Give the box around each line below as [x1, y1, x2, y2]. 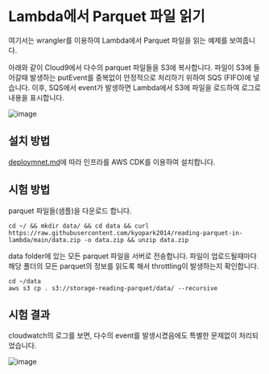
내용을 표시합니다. [8, 92, 65, 102]
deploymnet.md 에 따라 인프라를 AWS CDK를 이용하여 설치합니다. [8, 157, 216, 166]
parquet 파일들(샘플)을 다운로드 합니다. [8, 206, 132, 216]
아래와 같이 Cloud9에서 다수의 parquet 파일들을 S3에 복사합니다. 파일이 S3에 [8, 62, 252, 72]
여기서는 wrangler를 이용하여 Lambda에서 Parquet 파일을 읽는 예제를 [8, 35, 228, 45]
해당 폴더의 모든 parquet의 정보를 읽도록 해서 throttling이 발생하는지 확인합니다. [8, 261, 259, 270]
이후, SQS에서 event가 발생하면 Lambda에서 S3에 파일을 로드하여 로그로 [31, 82, 262, 92]
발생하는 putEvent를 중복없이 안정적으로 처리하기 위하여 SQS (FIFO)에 [29, 72, 251, 82]
